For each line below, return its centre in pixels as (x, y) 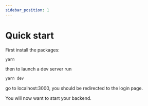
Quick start (30, 35)
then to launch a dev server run (39, 69)
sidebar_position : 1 (27, 10)
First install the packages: (33, 50)
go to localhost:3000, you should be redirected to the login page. (74, 89)
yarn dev (15, 78)
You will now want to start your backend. (48, 98)
